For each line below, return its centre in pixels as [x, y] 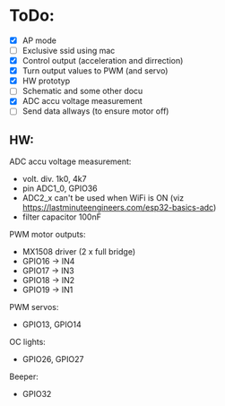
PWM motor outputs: [48, 235]
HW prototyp [46, 81]
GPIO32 [37, 394]
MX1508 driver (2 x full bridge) [79, 252]
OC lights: [28, 342]
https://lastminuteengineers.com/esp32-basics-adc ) [119, 208]
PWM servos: [34, 307]
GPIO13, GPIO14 [52, 324]
